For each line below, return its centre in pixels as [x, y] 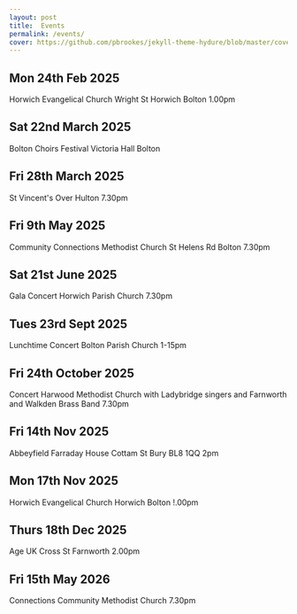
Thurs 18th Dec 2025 [68, 529]
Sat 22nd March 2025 [70, 127]
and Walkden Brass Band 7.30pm [69, 403]
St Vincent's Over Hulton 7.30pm [69, 198]
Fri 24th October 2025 [72, 373]
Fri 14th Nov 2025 [59, 432]
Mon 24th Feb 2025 [65, 78]
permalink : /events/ [47, 34]
